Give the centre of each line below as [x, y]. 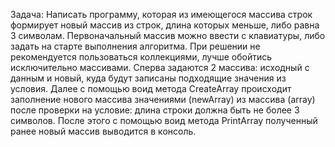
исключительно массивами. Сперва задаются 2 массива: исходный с [160, 67]
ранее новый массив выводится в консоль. [103, 131]
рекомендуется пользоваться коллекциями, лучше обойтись [141, 57]
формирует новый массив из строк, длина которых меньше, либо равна [165, 25]
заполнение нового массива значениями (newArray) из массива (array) [163, 99]
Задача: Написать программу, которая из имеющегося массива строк [161, 14]
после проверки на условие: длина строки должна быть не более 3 [155, 110]
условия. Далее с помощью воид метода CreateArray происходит [151, 88]
